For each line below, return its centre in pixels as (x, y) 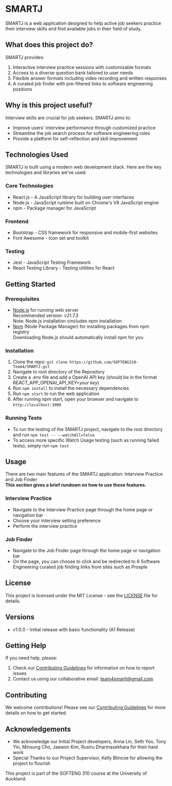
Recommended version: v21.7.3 (46, 315)
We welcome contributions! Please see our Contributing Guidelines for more (85, 707)
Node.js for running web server (46, 310)
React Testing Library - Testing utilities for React (63, 268)
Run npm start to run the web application (56, 394)
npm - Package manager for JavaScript (54, 208)
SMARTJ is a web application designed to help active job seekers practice (83, 23)
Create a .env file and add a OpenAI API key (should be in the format (85, 377)
